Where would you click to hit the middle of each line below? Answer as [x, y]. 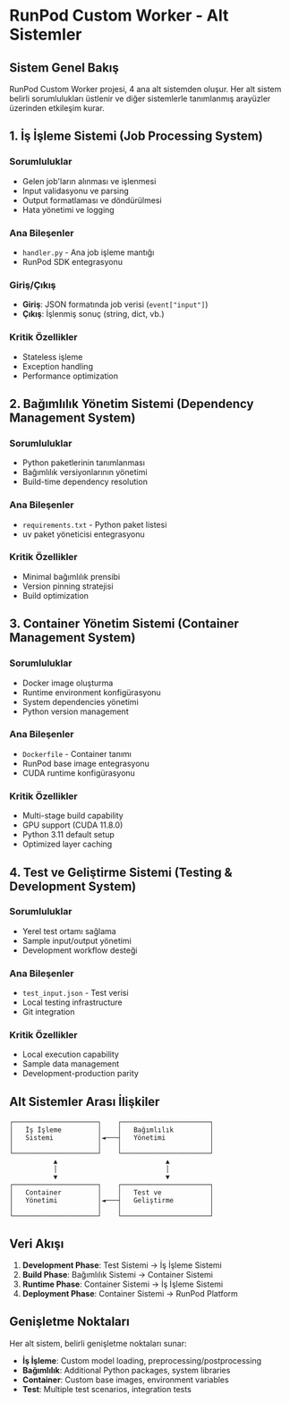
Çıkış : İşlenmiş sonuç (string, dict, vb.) [93, 314]
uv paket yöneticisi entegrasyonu [83, 534]
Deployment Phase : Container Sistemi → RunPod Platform [130, 1294]
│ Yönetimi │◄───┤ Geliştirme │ [112, 1201]
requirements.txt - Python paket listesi [94, 524]
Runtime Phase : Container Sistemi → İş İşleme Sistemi [123, 1284]
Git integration [48, 1012]
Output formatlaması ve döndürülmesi [92, 200]
